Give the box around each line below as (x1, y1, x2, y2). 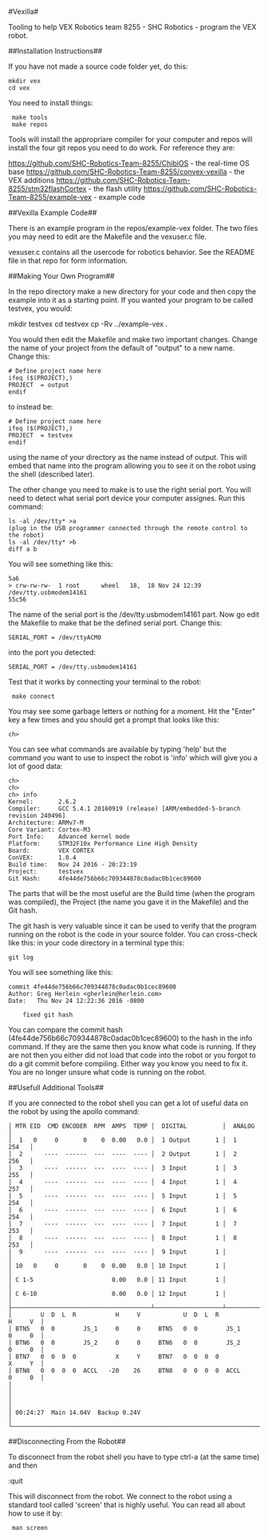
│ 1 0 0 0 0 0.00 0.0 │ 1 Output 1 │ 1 (8, 1136, 238, 1144)
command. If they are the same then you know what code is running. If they (8, 1042, 257, 1051)
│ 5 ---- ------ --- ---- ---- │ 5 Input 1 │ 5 (8, 1192, 238, 1200)
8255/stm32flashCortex (8, 184, 87, 193)
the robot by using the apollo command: (8, 1107, 140, 1116)
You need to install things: (8, 98, 93, 107)
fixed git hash (22, 1011, 73, 1019)
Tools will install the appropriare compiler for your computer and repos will (8, 135, 253, 144)
